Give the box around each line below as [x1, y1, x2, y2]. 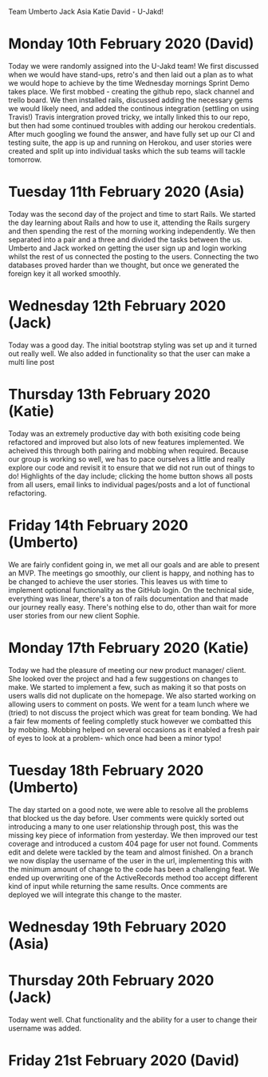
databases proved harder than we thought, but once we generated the [8, 260, 239, 270]
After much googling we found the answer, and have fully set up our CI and [8, 129, 255, 138]
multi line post [8, 357, 55, 366]
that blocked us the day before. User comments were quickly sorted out [8, 813, 245, 823]
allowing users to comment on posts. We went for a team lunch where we [8, 699, 250, 709]
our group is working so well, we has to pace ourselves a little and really [8, 454, 246, 463]
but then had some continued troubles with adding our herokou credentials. [8, 120, 257, 130]
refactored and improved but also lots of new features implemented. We [8, 437, 245, 446]
